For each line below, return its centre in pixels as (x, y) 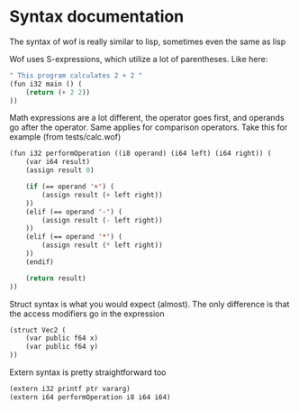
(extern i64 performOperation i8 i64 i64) (90, 397)
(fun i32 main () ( (46, 84)
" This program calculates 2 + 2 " (76, 75)
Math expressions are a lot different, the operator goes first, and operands (147, 118)
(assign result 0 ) (60, 170)
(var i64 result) (58, 162)
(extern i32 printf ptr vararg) (70, 389)
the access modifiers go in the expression (87, 314)
